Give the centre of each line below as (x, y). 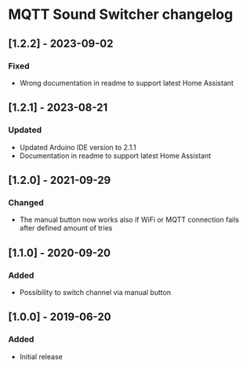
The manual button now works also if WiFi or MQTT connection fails (129, 220)
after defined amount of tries (66, 228)
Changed (26, 202)
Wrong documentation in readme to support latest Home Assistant (126, 83)
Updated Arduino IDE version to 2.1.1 (78, 147)
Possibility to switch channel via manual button (95, 292)
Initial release (41, 356)
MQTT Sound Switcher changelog (121, 15)
